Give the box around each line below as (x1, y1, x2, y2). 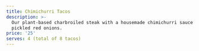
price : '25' (6, 30, 36, 36)
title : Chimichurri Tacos (6, 8, 70, 15)
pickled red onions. (11, 25, 63, 31)
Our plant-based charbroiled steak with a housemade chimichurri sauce (11, 19, 194, 25)
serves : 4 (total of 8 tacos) (6, 36, 82, 42)
